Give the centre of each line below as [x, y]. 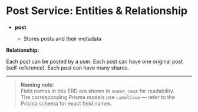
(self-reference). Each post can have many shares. [68, 67]
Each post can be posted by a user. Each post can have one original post [95, 61]
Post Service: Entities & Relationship [97, 11]
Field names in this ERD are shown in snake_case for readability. [98, 91]
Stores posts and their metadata [62, 38]
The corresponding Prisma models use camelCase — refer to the [98, 97]
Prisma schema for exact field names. [66, 103]
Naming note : [37, 84]
